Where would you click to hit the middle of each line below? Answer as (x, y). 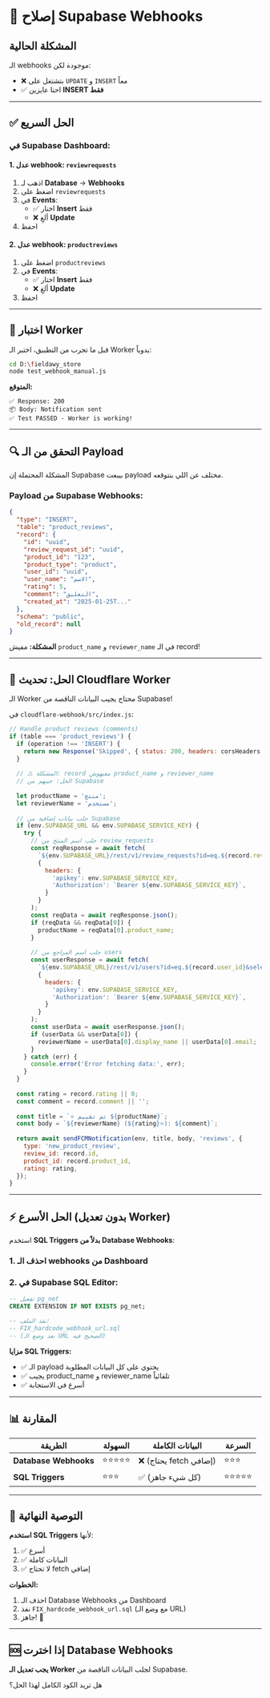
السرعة (238, 1446)
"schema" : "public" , (50, 616)
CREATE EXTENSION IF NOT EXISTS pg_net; (78, 1307)
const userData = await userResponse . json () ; (107, 1027)
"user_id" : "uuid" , (56, 572)
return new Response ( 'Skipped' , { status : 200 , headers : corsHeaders (142, 751)
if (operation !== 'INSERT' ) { (69, 744)
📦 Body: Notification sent (56, 409)
